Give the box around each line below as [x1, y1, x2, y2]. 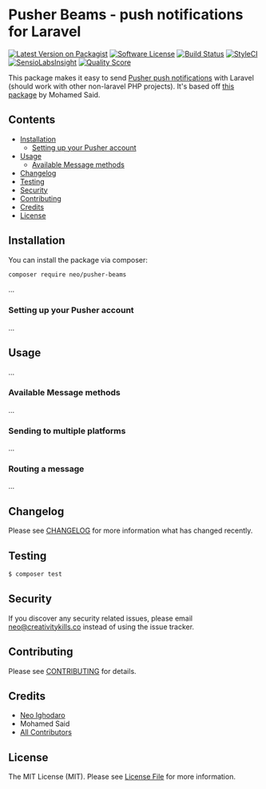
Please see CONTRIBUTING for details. [8, 666, 137, 676]
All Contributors [19, 728, 72, 737]
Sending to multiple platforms [8, 425, 126, 436]
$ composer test [8, 570, 62, 578]
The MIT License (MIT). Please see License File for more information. [8, 772, 236, 782]
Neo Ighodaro [19, 711, 66, 720]
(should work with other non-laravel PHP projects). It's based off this [8, 81, 235, 91]
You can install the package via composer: [8, 255, 148, 264]
